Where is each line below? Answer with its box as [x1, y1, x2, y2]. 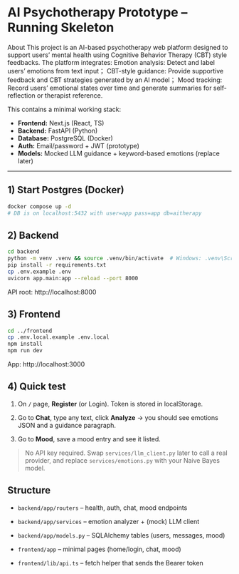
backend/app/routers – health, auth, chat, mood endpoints [17, 503, 188, 512]
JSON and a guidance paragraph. [17, 421, 116, 429]
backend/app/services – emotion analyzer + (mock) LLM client [17, 517, 200, 526]
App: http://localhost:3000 [7, 360, 85, 368]
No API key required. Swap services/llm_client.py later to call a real [24, 449, 228, 457]
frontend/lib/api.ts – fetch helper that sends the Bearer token [17, 558, 204, 567]
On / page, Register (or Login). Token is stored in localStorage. [17, 399, 203, 408]
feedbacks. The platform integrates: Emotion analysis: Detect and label [7, 58, 216, 66]
